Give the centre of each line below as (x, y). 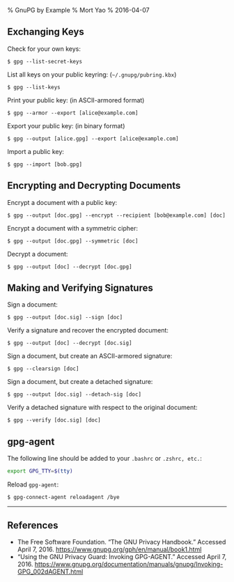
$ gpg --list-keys (34, 87)
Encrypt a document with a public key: (62, 202)
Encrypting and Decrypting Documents (94, 186)
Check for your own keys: (44, 49)
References (33, 525)
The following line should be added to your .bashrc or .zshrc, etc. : (104, 459)
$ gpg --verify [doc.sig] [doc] (54, 420)
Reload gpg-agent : (33, 484)
